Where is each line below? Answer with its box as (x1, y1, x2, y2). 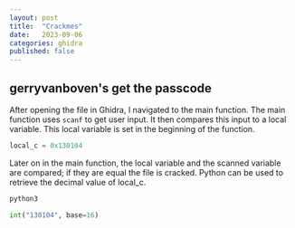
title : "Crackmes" (9, 22, 83, 31)
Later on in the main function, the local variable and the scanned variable (9, 157, 281, 168)
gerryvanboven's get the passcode (9, 81, 213, 96)
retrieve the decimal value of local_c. (9, 176, 147, 187)
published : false (9, 47, 75, 56)
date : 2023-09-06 (9, 30, 83, 39)
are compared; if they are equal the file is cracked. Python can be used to (9, 166, 283, 177)
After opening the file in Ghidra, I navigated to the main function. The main (9, 104, 286, 115)
